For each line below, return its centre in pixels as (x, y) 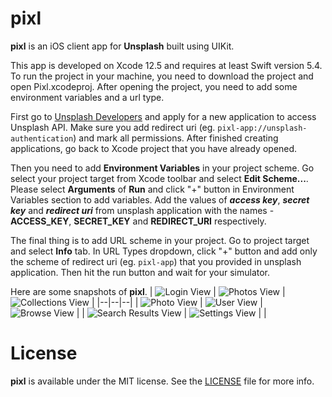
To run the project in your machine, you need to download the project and (162, 76)
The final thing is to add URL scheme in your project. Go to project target (160, 240)
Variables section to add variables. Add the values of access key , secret (160, 199)
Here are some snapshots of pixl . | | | (148, 291)
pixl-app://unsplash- (262, 128)
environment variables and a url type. (87, 97)
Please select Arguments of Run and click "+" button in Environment (152, 189)
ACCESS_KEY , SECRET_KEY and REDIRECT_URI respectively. (138, 221)
